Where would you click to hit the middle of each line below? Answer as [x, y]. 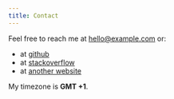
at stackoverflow [47, 62]
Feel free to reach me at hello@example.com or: [87, 38]
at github [34, 53]
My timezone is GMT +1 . [48, 86]
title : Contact [34, 16]
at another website [51, 71]
